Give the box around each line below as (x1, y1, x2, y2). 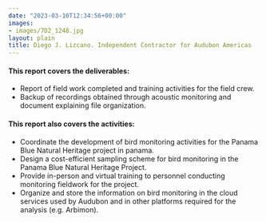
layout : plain (8, 34, 56, 42)
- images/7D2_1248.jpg (8, 26, 84, 34)
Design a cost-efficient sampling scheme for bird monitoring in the (19, 153, 239, 164)
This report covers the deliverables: (8, 65, 130, 76)
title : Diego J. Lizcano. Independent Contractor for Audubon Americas (8, 42, 252, 50)
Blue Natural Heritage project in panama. (19, 145, 154, 155)
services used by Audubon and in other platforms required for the (19, 196, 236, 206)
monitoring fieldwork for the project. (19, 179, 140, 188)
